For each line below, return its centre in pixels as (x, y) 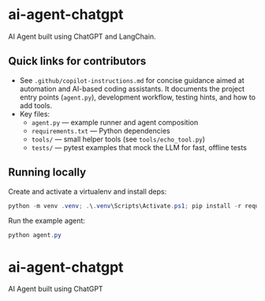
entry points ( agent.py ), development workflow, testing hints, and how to (138, 97)
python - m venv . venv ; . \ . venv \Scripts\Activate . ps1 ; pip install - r (125, 206)
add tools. (36, 105)
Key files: (34, 114)
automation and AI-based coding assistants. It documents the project (132, 88)
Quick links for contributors (77, 61)
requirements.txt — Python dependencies (101, 130)
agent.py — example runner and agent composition (115, 122)
